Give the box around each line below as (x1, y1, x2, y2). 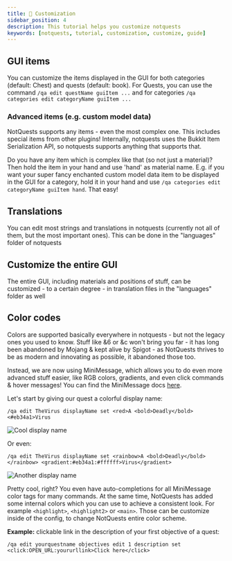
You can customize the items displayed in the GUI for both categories (7, 74, 205, 82)
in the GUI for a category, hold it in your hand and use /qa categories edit (7, 178, 221, 186)
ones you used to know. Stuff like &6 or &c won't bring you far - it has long (7, 337, 220, 346)
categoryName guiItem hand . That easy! (7, 185, 119, 194)
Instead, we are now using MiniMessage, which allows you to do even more (7, 366, 223, 374)
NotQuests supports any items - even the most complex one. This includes (7, 128, 220, 136)
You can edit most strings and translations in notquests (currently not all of (7, 224, 220, 233)
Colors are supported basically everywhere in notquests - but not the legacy (7, 330, 225, 339)
